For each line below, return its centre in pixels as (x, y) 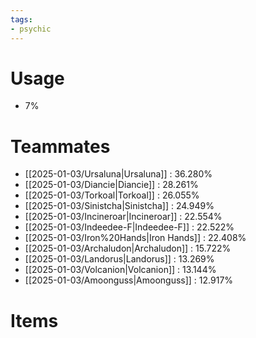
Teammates (60, 146)
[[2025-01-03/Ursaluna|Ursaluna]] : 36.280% (118, 174)
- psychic (31, 29)
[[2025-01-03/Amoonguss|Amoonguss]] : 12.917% (129, 280)
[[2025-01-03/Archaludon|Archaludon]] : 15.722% (128, 248)
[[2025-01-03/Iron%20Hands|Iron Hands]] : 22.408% (135, 238)
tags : (21, 19)
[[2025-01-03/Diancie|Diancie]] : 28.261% (111, 185)
